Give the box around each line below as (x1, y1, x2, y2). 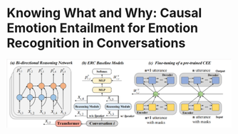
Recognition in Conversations (6, 35, 186, 51)
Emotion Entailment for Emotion (6, 20, 199, 36)
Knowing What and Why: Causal (6, 5, 202, 21)
